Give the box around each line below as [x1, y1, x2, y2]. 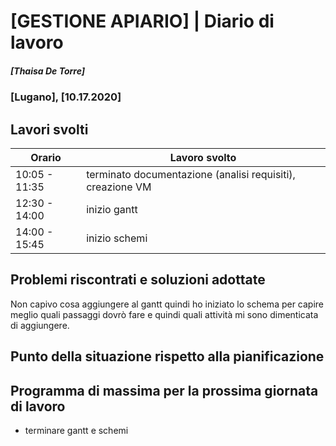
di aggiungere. [10, 319, 70, 331]
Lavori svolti [10, 121, 89, 138]
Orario [30, 150, 62, 164]
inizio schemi [86, 231, 148, 245]
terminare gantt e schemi [24, 424, 129, 436]
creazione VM [86, 180, 152, 194]
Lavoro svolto [169, 150, 237, 164]
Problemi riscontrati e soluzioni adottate [10, 271, 266, 289]
